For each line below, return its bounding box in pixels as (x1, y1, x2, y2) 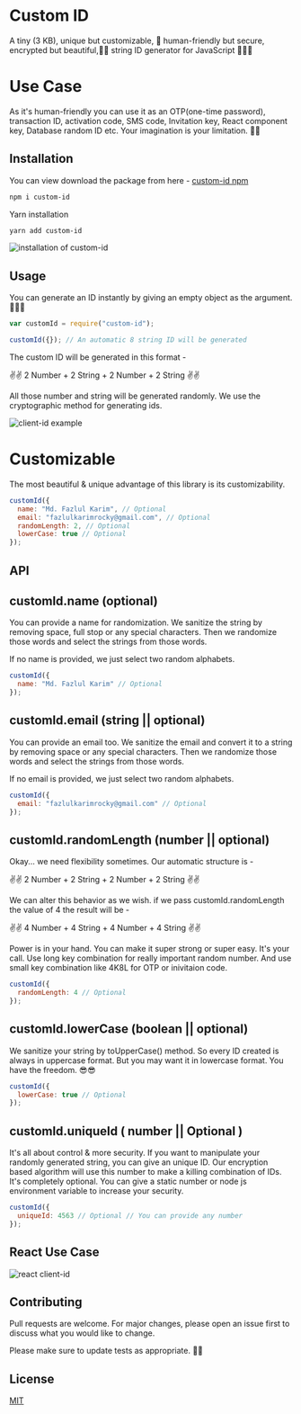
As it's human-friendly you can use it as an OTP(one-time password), (9, 105, 266, 117)
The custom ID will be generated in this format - (9, 352, 187, 362)
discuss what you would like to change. (9, 1328, 155, 1338)
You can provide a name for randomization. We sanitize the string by (9, 617, 263, 628)
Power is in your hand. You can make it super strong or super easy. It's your (9, 944, 290, 954)
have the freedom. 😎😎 (9, 1064, 96, 1075)
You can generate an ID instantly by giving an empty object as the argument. (9, 292, 293, 303)
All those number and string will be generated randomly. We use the (9, 390, 261, 401)
